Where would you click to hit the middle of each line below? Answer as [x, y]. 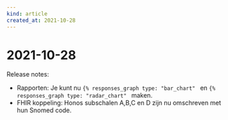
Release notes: [28, 74]
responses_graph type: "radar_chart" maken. [85, 95]
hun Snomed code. [44, 110]
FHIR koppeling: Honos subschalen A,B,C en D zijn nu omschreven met [119, 103]
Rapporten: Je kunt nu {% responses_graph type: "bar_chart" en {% [116, 88]
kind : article [27, 14]
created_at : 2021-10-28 [41, 20]
